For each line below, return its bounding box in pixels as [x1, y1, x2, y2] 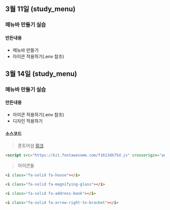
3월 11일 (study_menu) [5, 5, 76, 14]
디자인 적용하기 [12, 118, 43, 124]
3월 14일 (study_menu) [5, 69, 77, 78]
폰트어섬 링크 [17, 143, 44, 149]
